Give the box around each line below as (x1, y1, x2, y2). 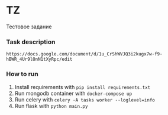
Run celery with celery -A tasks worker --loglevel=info (14, 96, 155, 103)
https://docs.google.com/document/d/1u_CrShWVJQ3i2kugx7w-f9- (6, 51, 163, 57)
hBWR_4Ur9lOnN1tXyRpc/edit (6, 57, 73, 63)
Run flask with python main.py (14, 102, 88, 109)
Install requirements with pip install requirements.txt (14, 83, 151, 90)
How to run (6, 70, 38, 78)
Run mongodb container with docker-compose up (14, 90, 132, 97)
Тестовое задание (6, 23, 52, 30)
